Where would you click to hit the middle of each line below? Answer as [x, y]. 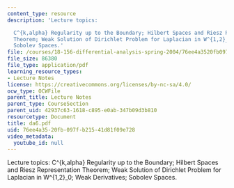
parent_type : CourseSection [48, 104]
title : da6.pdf [29, 123]
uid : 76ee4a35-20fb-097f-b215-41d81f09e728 [71, 130]
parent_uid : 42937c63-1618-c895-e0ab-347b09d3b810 [82, 111]
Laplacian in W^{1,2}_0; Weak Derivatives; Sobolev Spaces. [92, 178]
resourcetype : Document [42, 117]
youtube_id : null [39, 143]
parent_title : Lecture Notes [49, 97]
